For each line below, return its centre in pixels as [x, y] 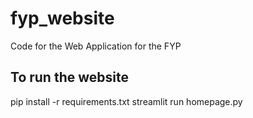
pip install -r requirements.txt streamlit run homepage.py [126, 101]
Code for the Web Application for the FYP [96, 46]
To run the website [69, 77]
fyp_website [62, 18]
